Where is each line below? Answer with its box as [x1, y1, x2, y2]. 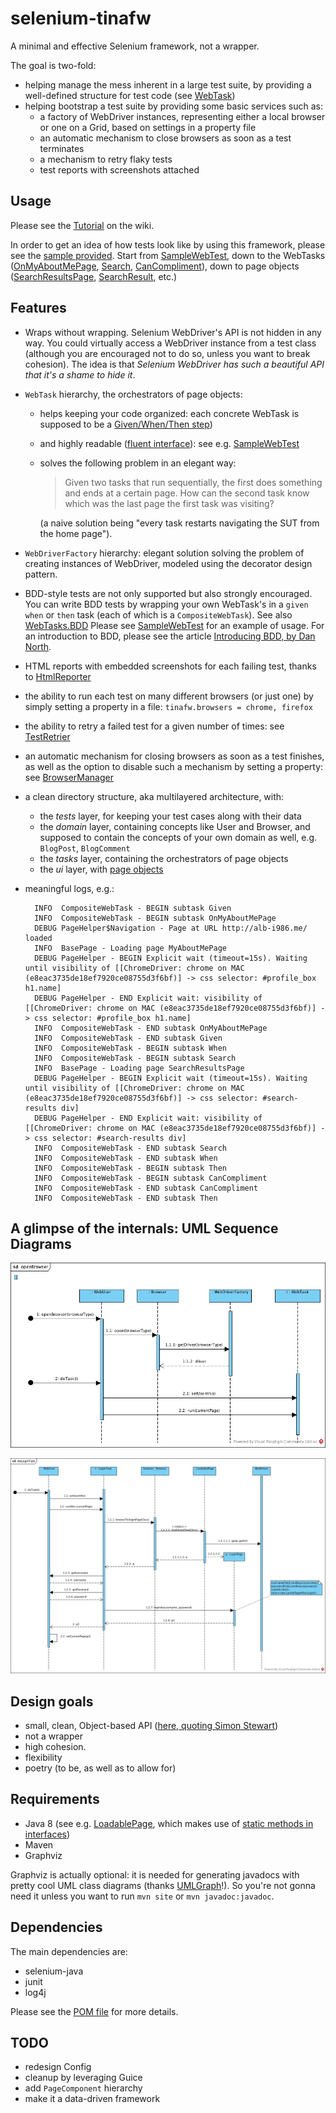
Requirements [10, 1791, 100, 1808]
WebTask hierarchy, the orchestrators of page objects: [24, 388, 243, 400]
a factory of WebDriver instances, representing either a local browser [39, 110, 326, 122]
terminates [39, 142, 85, 154]
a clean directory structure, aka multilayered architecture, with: [24, 790, 285, 802]
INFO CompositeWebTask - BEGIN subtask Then [34, 1163, 227, 1173]
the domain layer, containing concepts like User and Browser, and [39, 820, 311, 832]
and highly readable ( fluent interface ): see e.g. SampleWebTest [39, 437, 300, 449]
